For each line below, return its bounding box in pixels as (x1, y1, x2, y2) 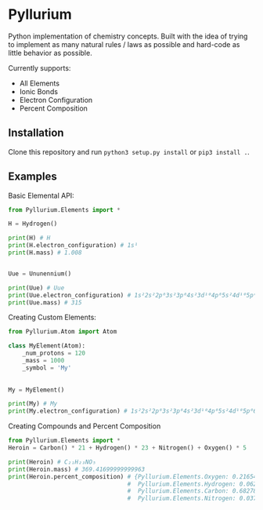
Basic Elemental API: (8, 191, 74, 200)
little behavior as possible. (8, 48, 92, 57)
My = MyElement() (8, 386, 65, 394)
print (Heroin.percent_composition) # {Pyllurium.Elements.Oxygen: (8, 472, 229, 480)
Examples (8, 170, 57, 184)
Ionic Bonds (19, 86, 59, 96)
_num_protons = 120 (22, 349, 86, 358)
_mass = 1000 (22, 357, 65, 365)
